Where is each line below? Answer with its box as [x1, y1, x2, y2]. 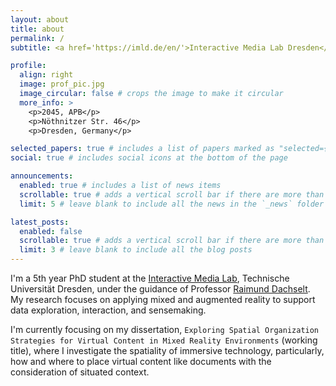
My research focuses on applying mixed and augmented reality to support [10, 294, 316, 305]
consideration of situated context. [10, 366, 150, 378]
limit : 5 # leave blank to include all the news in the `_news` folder [19, 199, 325, 209]
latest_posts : [10, 217, 70, 227]
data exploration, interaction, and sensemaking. [10, 304, 207, 316]
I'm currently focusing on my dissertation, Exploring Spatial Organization [10, 324, 320, 335]
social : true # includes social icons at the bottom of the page [10, 153, 288, 163]
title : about [10, 24, 65, 34]
